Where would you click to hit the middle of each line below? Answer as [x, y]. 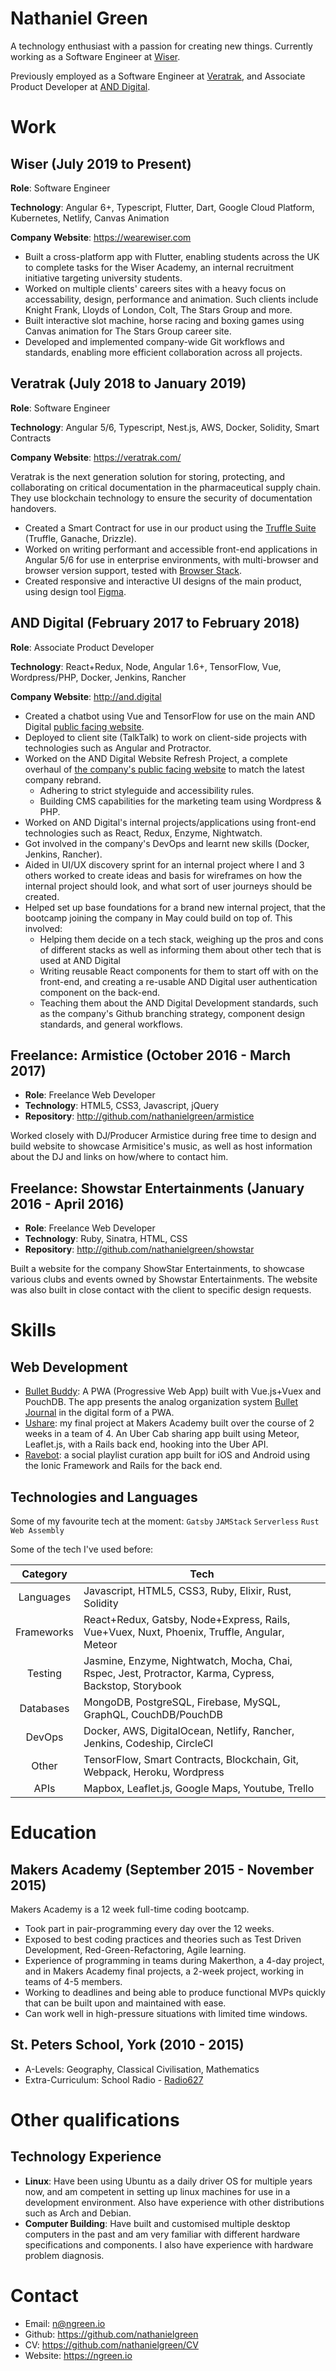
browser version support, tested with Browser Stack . [133, 570]
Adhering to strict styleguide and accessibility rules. [147, 790]
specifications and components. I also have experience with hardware [169, 2244]
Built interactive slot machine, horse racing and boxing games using [164, 320]
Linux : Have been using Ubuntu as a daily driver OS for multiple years [168, 2181]
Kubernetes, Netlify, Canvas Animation [90, 218]
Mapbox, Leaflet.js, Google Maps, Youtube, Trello [199, 1788]
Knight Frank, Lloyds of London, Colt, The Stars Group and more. [158, 309]
